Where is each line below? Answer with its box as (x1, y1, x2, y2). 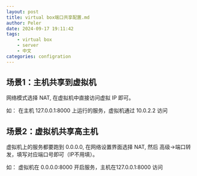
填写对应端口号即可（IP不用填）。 (16, 151, 98, 158)
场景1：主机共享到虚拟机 (6, 77, 97, 88)
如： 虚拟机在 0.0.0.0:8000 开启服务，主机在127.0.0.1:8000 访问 (6, 163, 163, 171)
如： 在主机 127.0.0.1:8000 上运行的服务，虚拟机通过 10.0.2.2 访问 (6, 107, 168, 114)
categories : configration (6, 53, 71, 59)
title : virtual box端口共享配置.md (6, 14, 90, 20)
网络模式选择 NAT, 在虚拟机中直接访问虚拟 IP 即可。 (6, 94, 135, 102)
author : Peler (6, 20, 42, 26)
